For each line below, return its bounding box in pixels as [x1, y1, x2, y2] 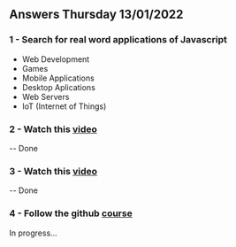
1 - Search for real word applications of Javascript [9, 34, 227, 46]
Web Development [21, 53, 90, 65]
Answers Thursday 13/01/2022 [9, 7, 184, 22]
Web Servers [21, 91, 70, 102]
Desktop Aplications [21, 81, 95, 92]
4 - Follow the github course [9, 207, 133, 220]
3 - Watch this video [9, 165, 98, 177]
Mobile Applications [21, 73, 95, 83]
